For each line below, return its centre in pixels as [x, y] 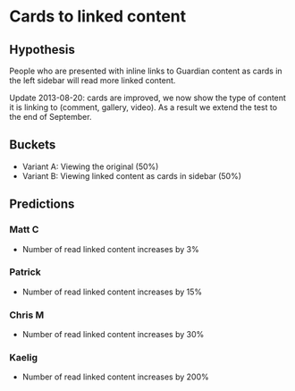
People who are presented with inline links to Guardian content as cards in [146, 71]
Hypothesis [42, 50]
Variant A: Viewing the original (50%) [90, 166]
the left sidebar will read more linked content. [93, 81]
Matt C [24, 230]
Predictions [42, 204]
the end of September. [51, 117]
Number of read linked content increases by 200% [115, 377]
